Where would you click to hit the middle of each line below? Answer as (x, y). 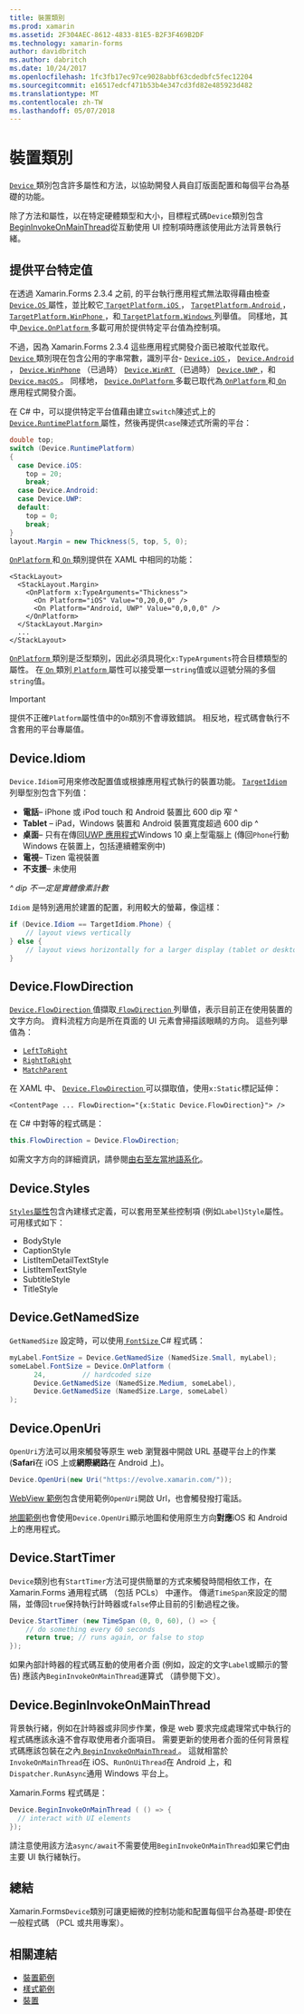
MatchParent (45, 1071)
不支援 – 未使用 (49, 869)
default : (34, 507)
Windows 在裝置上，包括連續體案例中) (94, 846)
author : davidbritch (48, 52)
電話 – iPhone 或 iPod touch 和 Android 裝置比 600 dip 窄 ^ (130, 812)
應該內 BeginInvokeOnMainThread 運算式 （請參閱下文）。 (123, 1676)
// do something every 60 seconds (90, 1629)
